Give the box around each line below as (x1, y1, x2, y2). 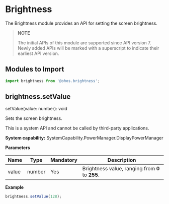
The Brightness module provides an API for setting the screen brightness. (5, 20, 157, 26)
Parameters (5, 145, 30, 151)
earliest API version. (17, 50, 59, 56)
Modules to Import (5, 65, 64, 74)
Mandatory (50, 157, 78, 164)
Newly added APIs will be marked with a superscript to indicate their (17, 45, 159, 51)
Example (5, 184, 24, 190)
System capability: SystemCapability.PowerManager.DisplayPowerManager (5, 135, 163, 141)
